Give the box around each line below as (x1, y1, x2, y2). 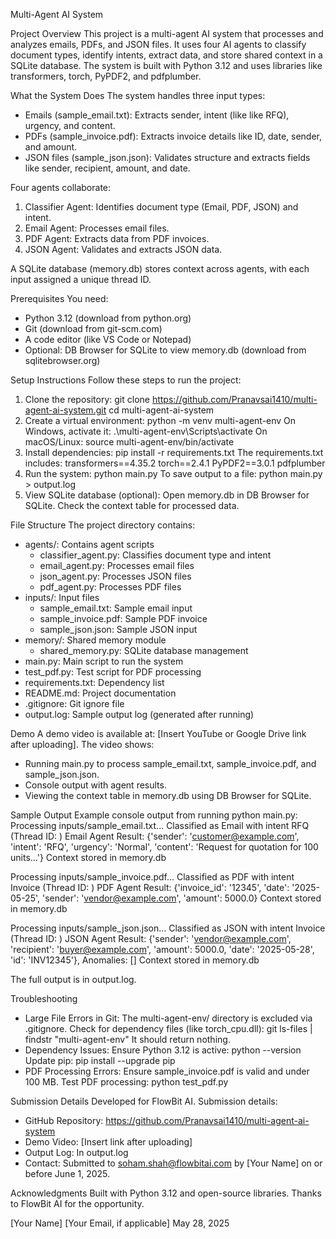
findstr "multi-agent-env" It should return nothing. (24, 1034, 231, 1045)
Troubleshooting (10, 993, 78, 1004)
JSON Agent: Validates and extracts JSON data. (24, 244, 223, 255)
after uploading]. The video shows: (10, 739, 155, 750)
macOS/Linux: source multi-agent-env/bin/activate (24, 436, 235, 448)
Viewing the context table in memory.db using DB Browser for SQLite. (24, 790, 312, 801)
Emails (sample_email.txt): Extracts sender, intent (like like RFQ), (24, 109, 290, 121)
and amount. (24, 141, 78, 153)
